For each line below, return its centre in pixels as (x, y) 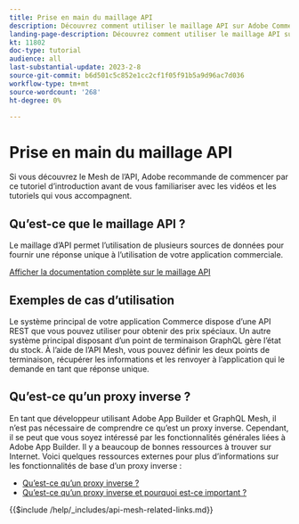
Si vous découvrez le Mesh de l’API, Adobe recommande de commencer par (149, 177)
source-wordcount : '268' (55, 92)
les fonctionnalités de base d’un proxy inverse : (96, 465)
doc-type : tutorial (45, 51)
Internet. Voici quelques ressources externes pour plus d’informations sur (144, 456)
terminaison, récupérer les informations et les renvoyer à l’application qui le (147, 359)
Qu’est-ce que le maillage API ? (97, 224)
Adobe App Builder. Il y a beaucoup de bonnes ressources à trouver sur (141, 446)
